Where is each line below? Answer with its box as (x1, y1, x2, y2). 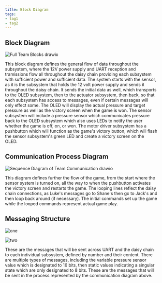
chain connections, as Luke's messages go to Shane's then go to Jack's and (5, 190, 158, 196)
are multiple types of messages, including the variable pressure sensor (5, 257, 147, 263)
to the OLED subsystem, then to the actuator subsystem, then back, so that (5, 92, 155, 98)
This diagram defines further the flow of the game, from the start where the (5, 175, 156, 180)
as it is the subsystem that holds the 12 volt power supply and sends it (5, 82, 145, 88)
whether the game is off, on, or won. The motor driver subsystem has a (5, 123, 147, 129)
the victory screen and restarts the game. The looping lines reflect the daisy (5, 185, 156, 191)
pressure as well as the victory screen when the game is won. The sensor (5, 107, 152, 113)
